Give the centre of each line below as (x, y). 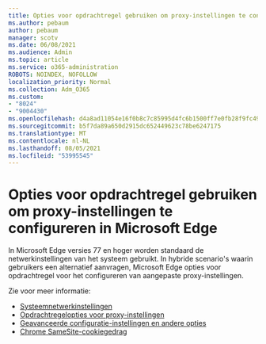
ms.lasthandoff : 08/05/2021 (55, 148)
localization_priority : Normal (60, 82)
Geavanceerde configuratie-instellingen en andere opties (113, 323)
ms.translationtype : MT (47, 133)
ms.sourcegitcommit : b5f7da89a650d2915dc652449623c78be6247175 (115, 126)
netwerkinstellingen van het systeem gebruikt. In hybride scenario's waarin (131, 259)
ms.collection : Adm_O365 (49, 89)
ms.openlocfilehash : (42, 119)
